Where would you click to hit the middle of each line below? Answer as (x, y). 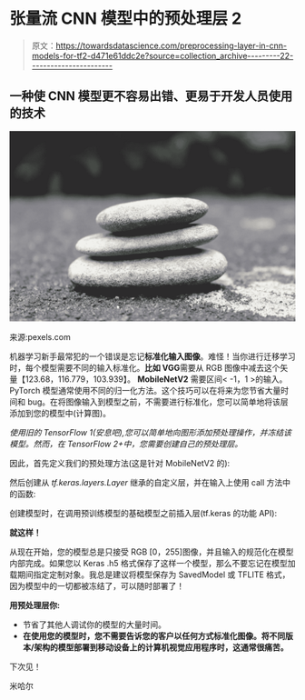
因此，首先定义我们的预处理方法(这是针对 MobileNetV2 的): (120, 464)
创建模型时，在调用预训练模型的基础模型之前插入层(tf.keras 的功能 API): (143, 514)
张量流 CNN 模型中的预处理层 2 (126, 19)
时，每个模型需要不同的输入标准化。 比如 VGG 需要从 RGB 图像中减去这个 (145, 368)
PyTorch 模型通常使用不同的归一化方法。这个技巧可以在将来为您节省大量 (145, 391)
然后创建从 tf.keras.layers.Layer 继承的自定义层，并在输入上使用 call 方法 (146, 483)
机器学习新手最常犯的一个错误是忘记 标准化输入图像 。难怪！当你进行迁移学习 (152, 356)
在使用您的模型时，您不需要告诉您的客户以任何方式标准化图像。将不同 (154, 636)
